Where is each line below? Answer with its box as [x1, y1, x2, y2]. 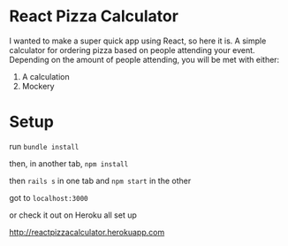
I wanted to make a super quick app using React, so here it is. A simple [9, 35, 267, 46]
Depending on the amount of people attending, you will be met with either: [9, 54, 280, 65]
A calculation [21, 71, 70, 81]
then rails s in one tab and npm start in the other [9, 175, 192, 186]
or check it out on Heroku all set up [9, 210, 137, 220]
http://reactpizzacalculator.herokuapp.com [9, 227, 165, 237]
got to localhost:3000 [9, 192, 88, 203]
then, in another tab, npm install [9, 158, 129, 169]
